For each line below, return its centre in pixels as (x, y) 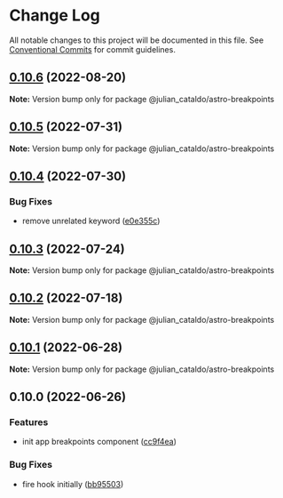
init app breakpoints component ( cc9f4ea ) (99, 442)
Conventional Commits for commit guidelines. (92, 49)
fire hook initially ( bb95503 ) (73, 484)
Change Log (55, 16)
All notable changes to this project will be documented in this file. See (137, 40)
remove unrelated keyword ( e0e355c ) (91, 221)
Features (29, 422)
